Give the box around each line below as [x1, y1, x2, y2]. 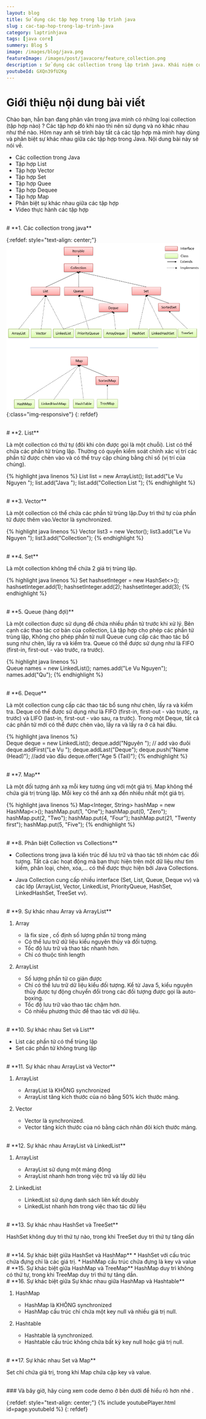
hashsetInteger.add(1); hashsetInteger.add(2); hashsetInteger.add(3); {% [6, 583, 190, 591]
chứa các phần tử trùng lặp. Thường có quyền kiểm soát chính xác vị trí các [6, 447, 197, 455]
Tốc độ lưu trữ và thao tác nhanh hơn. [24, 945, 120, 952]
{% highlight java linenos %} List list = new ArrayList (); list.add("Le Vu [6, 473, 183, 480]
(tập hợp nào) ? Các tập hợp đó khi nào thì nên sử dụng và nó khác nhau [6, 122, 189, 130]
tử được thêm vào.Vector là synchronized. [6, 516, 112, 524]
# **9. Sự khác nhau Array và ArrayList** [6, 908, 112, 915]
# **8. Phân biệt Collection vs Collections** [6, 839, 118, 847]
